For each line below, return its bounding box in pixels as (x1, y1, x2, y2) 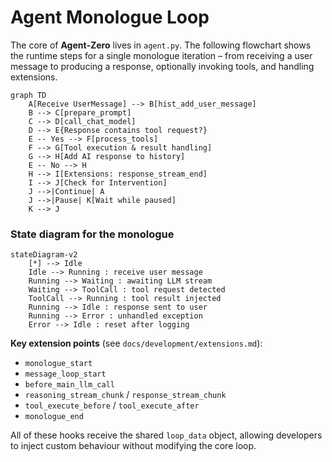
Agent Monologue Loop (10, 6, 210, 29)
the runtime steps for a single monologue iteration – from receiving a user (10, 49, 313, 61)
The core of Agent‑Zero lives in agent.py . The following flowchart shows (10, 39, 312, 51)
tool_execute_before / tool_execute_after (24, 399, 200, 411)
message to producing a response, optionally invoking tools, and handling (10, 60, 315, 72)
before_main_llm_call (24, 380, 115, 390)
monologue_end (24, 412, 84, 422)
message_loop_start (24, 369, 107, 380)
